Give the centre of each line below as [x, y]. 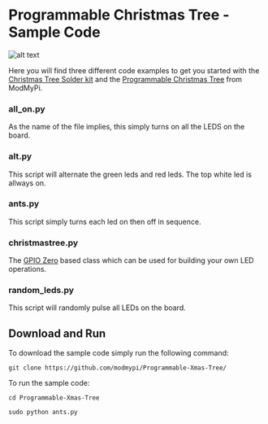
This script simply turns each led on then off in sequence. [105, 221]
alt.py [20, 156]
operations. [28, 269]
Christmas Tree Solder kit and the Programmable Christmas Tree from [125, 79]
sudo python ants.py [43, 413]
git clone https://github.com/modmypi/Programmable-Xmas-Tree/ [118, 368]
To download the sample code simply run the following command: [119, 353]
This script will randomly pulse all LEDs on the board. [97, 308]
